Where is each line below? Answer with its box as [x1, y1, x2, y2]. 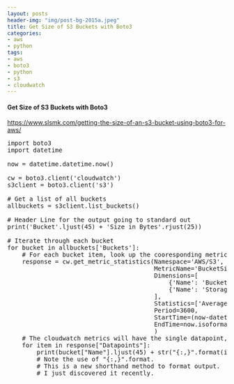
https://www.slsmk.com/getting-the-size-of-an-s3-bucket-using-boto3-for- [7, 118, 226, 127]
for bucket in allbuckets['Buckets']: [7, 244, 140, 252]
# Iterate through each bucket [7, 237, 114, 245]
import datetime [7, 146, 63, 154]
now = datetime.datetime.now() [7, 160, 114, 168]
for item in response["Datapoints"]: [22, 341, 151, 349]
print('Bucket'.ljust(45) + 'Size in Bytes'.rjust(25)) [7, 223, 202, 231]
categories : [7, 29, 42, 37]
